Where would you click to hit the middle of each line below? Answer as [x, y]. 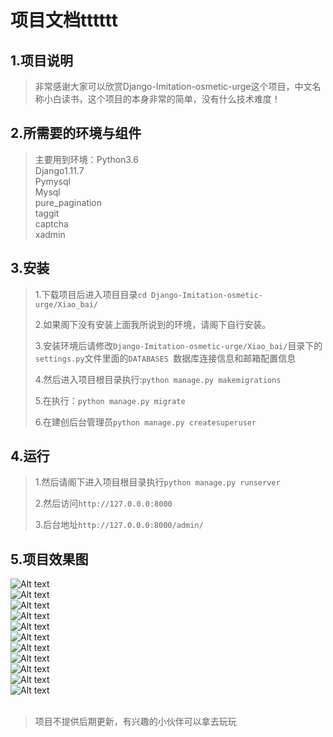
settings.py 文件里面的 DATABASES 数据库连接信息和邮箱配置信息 [165, 358]
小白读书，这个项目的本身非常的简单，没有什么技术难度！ [162, 99]
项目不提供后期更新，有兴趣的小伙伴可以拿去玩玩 [135, 722]
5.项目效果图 [49, 559]
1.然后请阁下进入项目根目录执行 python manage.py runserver [157, 482]
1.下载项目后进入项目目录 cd [90, 294]
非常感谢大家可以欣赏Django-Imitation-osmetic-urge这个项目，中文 [173, 86]
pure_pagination [68, 202]
